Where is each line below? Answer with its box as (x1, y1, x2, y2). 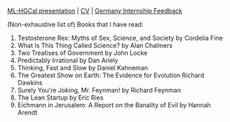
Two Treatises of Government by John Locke (17, 49, 148, 57)
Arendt (17, 109, 38, 116)
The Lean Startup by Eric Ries (17, 93, 104, 102)
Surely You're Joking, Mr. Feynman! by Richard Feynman (17, 86, 181, 94)
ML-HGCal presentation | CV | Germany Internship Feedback (7, 7, 182, 15)
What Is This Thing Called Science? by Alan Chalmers (17, 41, 173, 49)
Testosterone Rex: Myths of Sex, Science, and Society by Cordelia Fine (17, 34, 223, 42)
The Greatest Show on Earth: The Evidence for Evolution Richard (17, 71, 205, 79)
